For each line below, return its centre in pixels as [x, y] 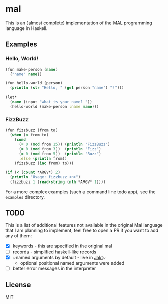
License [18, 285]
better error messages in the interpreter [54, 268]
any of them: [19, 236]
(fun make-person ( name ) [32, 69]
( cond [20, 140]
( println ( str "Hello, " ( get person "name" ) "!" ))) [67, 88]
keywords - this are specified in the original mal [62, 246]
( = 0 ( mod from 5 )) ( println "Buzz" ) [60, 154]
